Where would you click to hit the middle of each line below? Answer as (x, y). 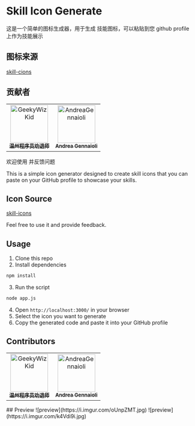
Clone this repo (34, 258)
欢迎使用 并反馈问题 (31, 161)
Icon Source (29, 199)
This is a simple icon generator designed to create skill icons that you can (97, 173)
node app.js (21, 298)
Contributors (31, 341)
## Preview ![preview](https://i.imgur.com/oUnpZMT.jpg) (76, 410)
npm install (21, 276)
